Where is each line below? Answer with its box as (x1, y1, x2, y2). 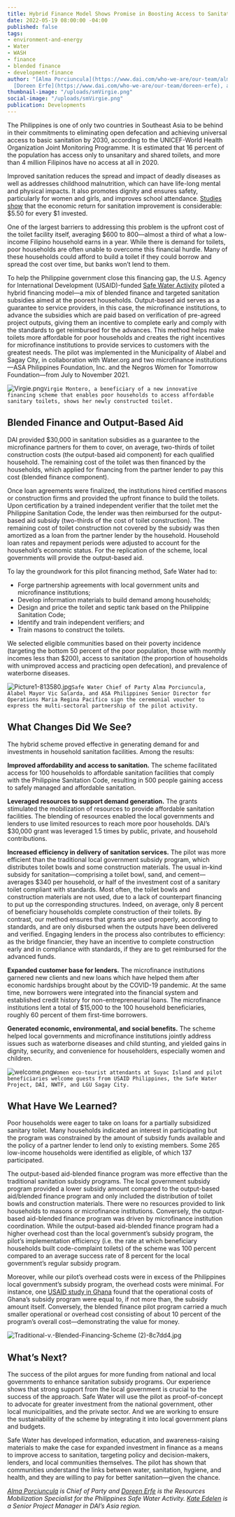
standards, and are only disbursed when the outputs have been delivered (7, 922, 218, 931)
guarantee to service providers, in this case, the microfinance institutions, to (7, 303, 227, 312)
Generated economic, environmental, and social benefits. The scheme (7, 1024, 215, 1033)
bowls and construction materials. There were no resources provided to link (7, 1200, 225, 1208)
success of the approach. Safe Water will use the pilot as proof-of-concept (7, 1393, 224, 1401)
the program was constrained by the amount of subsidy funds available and (7, 1134, 225, 1142)
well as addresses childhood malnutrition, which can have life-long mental (7, 179, 221, 187)
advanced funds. (7, 952, 56, 960)
